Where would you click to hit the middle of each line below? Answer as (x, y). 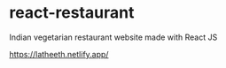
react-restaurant (72, 13)
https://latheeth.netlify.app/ (59, 54)
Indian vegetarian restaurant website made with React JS (113, 37)
